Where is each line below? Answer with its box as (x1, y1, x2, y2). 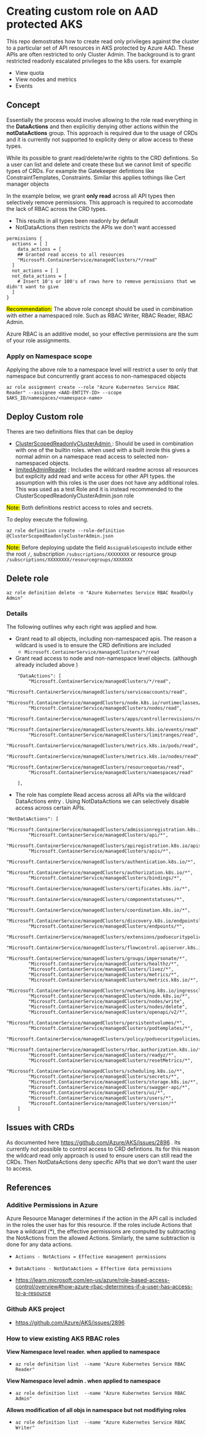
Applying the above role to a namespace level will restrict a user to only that (6, 366, 198, 374)
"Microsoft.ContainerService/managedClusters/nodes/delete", (28, 1004, 188, 1010)
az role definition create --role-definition (6, 528, 124, 534)
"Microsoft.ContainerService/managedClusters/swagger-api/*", (28, 1084, 191, 1090)
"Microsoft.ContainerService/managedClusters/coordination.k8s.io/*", (6, 907, 191, 913)
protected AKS (6, 17, 83, 31)
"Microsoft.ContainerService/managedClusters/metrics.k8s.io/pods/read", (6, 742, 199, 749)
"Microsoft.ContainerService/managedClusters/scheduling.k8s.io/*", (6, 1068, 185, 1074)
